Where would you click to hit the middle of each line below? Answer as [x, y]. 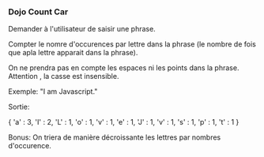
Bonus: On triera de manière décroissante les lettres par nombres [115, 137]
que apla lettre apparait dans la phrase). [73, 53]
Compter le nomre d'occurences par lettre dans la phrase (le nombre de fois [132, 44]
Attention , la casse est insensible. [64, 77]
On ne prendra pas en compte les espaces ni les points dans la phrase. [124, 68]
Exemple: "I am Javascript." [53, 92]
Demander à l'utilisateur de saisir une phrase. [82, 29]
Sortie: [19, 107]
